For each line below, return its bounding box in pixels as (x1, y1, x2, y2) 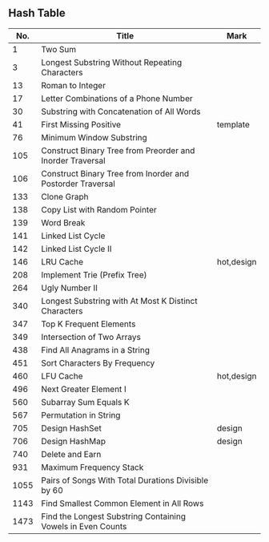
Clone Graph (41, 191, 89, 202)
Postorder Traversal (41, 178, 116, 189)
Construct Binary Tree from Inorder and (41, 168, 190, 179)
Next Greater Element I (41, 383, 126, 394)
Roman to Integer (41, 79, 106, 91)
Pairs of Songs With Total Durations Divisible (41, 475, 209, 486)
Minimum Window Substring (41, 131, 148, 143)
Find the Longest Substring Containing (41, 511, 187, 522)
